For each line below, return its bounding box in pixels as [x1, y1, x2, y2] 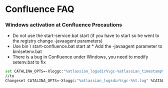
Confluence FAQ [5, 3, 74, 15]
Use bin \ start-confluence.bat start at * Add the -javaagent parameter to [12, 43, 162, 49]
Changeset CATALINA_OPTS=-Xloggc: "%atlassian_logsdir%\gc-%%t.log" [5, 78, 149, 83]
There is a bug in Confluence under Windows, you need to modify [12, 54, 148, 60]
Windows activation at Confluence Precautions [5, 21, 122, 28]
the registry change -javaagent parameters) [12, 38, 103, 44]
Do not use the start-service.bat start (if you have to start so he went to [12, 32, 159, 38]
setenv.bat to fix [12, 59, 46, 65]
